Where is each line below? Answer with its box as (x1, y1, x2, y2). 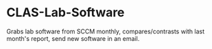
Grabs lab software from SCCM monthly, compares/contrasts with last (6, 27, 205, 35)
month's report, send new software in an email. (6, 34, 140, 42)
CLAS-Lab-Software (6, 5, 125, 20)
